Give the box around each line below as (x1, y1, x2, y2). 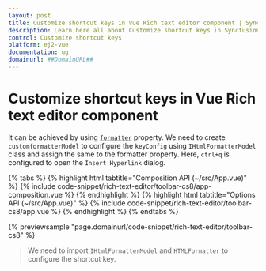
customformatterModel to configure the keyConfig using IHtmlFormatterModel (8, 141, 256, 150)
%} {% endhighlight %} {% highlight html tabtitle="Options (64, 190, 256, 199)
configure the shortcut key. (27, 254, 116, 263)
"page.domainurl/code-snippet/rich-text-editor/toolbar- (70, 222, 253, 231)
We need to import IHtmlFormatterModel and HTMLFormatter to (27, 246, 228, 255)
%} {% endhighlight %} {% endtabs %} (51, 206, 180, 216)
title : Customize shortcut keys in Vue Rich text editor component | (8, 19, 243, 27)
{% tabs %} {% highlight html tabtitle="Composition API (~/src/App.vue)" (8, 173, 248, 183)
